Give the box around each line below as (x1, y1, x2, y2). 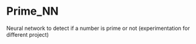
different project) (6, 31, 49, 38)
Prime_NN (6, 4, 59, 18)
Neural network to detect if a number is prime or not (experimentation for (6, 24, 191, 32)
